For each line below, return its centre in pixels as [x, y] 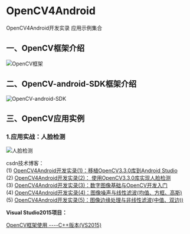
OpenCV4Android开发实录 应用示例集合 [54, 28]
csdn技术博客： [25, 163]
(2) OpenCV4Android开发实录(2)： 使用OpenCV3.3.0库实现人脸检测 [89, 178]
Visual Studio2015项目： [37, 213]
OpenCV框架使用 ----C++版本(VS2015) [54, 225]
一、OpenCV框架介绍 [45, 48]
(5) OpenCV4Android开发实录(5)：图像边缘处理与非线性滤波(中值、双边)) [95, 200]
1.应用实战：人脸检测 [36, 137]
